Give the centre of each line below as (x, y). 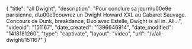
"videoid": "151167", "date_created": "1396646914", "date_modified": (89, 27)
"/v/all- (156, 34)
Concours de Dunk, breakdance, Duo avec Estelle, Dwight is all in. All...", (94, 21)
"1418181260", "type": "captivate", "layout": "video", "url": (76, 34)
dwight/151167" (25, 40)
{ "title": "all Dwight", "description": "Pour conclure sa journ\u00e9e (89, 9)
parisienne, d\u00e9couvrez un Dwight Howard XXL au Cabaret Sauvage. (96, 15)
